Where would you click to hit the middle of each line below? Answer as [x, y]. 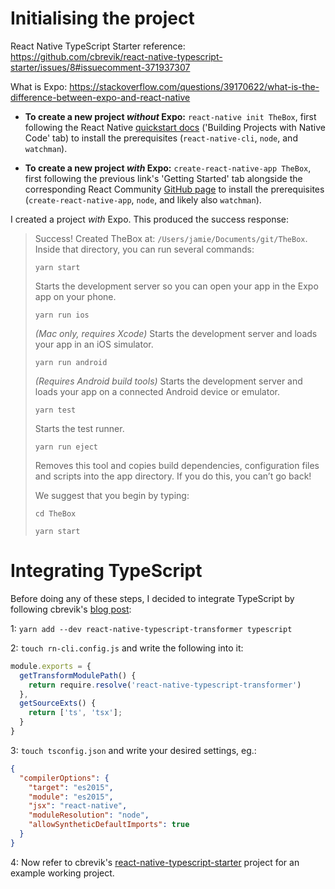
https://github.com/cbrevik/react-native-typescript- [116, 56]
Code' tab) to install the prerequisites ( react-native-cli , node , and [161, 138]
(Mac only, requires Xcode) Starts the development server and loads [176, 333]
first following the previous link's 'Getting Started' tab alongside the [163, 178]
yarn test [55, 410]
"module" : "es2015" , [71, 797]
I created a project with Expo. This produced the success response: [150, 219]
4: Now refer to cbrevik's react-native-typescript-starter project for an [155, 862]
